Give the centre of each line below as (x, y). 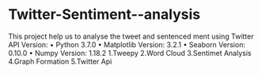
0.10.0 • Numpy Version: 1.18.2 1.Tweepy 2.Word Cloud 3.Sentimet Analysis (130, 53)
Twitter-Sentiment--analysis (104, 15)
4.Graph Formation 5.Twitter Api (60, 61)
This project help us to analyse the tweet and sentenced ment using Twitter (131, 36)
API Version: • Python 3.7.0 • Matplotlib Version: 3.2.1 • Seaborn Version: (127, 44)
